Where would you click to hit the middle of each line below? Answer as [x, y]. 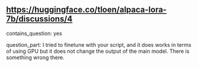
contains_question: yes [34, 33]
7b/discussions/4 [39, 19]
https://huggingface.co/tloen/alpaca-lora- [86, 10]
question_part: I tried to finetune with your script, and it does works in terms [99, 44]
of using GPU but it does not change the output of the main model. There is [98, 51]
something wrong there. [35, 57]
